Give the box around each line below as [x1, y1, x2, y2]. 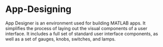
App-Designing [5, 3, 72, 15]
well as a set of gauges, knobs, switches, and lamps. [5, 36, 116, 42]
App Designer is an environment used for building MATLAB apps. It [5, 20, 146, 26]
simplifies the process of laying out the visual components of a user [5, 25, 148, 31]
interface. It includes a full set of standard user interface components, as [5, 30, 158, 36]
